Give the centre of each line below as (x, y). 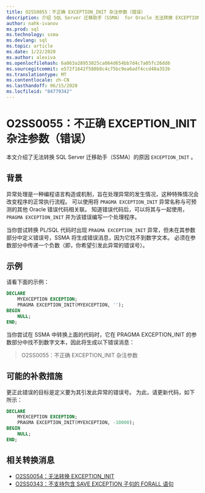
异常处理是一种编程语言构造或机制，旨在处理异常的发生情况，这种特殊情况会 (103, 194)
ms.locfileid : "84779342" (39, 92)
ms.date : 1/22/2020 (31, 52)
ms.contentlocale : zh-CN (38, 80)
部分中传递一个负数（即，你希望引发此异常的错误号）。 (80, 245)
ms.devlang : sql (27, 40)
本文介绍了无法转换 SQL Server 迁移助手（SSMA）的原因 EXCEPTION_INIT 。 (101, 157)
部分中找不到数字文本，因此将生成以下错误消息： (73, 342)
